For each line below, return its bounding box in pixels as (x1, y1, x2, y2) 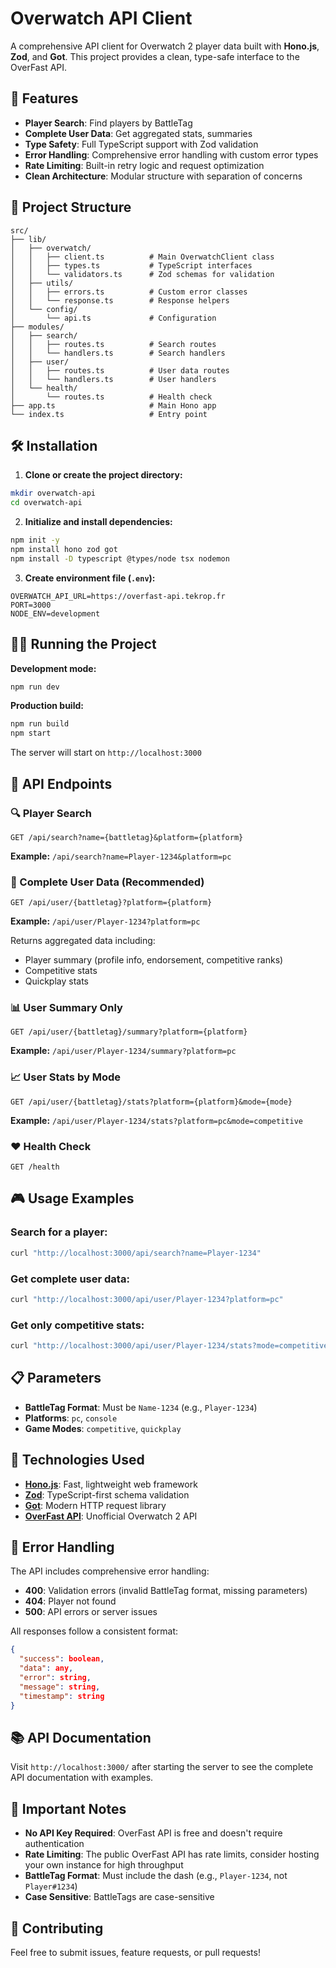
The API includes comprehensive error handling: (10, 1565, 210, 1577)
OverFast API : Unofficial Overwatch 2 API (24, 1510, 198, 1522)
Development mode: (10, 662, 97, 674)
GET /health (10, 1162, 60, 1172)
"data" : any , (19, 1663, 74, 1674)
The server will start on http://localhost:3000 (10, 747, 202, 759)
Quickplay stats (24, 975, 90, 987)
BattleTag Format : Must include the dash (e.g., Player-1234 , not (24, 1870, 288, 1882)
